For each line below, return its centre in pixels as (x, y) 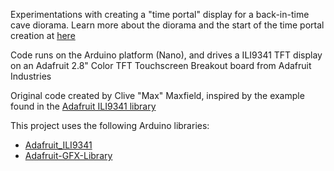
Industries (31, 76)
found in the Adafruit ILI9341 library (83, 106)
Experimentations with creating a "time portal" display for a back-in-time (160, 14)
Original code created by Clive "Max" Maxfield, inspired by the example (157, 95)
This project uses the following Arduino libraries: (110, 125)
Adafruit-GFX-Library (68, 155)
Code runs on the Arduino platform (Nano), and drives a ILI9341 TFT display (166, 55)
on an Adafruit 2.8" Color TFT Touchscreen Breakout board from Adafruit (161, 65)
